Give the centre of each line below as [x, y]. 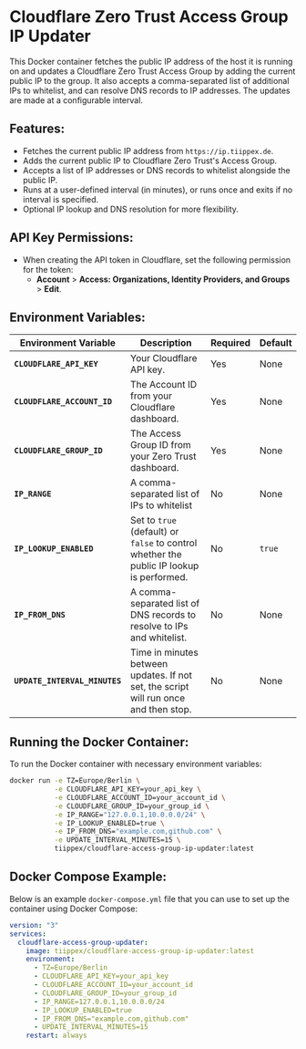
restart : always [57, 1036]
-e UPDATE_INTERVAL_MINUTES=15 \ [117, 840]
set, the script [160, 687]
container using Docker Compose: [74, 909]
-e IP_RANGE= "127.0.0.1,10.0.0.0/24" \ [130, 815]
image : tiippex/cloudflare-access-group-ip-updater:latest [140, 950]
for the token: [48, 269]
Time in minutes [164, 652]
